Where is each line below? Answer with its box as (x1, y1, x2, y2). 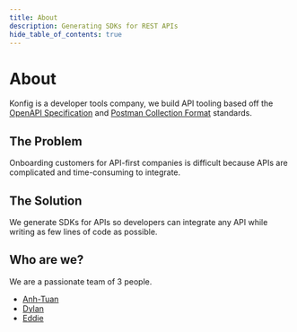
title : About (9, 13, 58, 22)
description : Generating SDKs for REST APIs (9, 22, 179, 31)
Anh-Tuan (22, 293, 59, 304)
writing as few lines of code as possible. (9, 226, 158, 237)
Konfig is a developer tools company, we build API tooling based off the (9, 98, 274, 109)
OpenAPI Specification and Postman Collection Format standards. (9, 108, 253, 118)
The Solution (9, 193, 83, 208)
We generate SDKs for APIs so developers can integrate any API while (9, 216, 268, 227)
